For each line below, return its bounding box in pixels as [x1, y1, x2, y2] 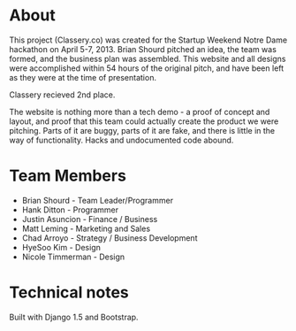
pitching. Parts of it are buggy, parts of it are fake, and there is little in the [9, 125, 276, 135]
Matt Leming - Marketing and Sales [21, 223, 151, 234]
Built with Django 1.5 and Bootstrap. [9, 312, 139, 322]
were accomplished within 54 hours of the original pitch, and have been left [9, 63, 285, 73]
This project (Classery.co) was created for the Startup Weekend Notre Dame [9, 35, 288, 45]
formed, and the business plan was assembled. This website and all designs [9, 53, 286, 64]
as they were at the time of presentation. [9, 72, 157, 82]
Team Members [9, 165, 126, 186]
